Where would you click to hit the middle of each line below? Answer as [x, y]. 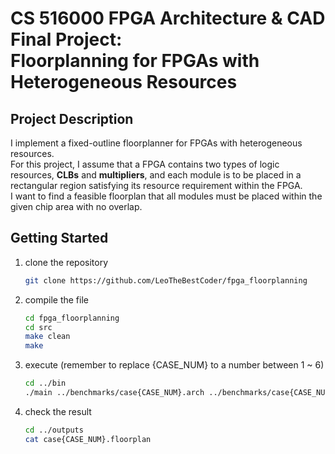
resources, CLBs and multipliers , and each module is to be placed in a [156, 175]
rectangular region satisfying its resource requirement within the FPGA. [156, 185]
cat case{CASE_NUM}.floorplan [88, 439]
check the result [58, 411]
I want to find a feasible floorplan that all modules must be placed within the [166, 196]
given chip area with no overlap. [76, 206]
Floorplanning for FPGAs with [135, 61]
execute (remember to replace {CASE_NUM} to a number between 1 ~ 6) [174, 365]
